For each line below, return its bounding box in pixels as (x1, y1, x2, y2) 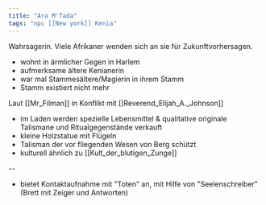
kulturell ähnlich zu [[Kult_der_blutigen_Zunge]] (19, 148, 177, 158)
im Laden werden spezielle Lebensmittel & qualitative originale (19, 113, 227, 123)
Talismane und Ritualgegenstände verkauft (19, 122, 163, 132)
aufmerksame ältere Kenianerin (19, 65, 125, 75)
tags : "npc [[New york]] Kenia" (8, 19, 117, 27)
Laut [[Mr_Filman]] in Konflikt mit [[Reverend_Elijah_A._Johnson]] (8, 98, 224, 108)
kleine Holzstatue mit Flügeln (19, 130, 117, 141)
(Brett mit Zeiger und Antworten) (19, 187, 129, 197)
